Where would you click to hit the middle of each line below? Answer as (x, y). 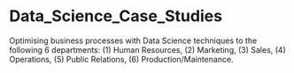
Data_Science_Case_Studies (116, 16)
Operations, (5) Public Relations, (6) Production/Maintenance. (121, 59)
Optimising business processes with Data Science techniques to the (133, 40)
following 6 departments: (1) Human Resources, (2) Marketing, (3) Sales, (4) (147, 49)
